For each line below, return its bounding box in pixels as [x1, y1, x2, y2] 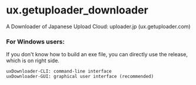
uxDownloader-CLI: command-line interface [6, 69, 112, 74]
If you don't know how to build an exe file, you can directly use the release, [6, 51, 188, 58]
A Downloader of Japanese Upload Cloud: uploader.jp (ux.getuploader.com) [6, 23, 191, 30]
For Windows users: [6, 38, 65, 46]
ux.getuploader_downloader [6, 4, 148, 17]
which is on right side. [6, 57, 60, 64]
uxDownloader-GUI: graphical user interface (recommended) [6, 74, 154, 80]
